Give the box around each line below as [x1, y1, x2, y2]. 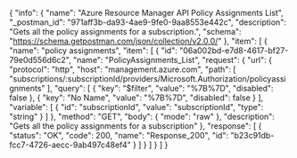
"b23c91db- [230, 130, 275, 140]
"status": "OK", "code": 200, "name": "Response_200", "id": [9, 130, 229, 140]
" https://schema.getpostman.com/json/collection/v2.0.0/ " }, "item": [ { [9, 36, 268, 46]
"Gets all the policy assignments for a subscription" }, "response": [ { [9, 121, 262, 131]
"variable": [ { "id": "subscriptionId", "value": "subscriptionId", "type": [9, 102, 264, 112]
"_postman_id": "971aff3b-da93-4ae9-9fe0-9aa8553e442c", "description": [9, 17, 287, 28]
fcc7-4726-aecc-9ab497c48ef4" [9, 139, 131, 150]
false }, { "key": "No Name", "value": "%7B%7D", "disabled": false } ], [9, 92, 264, 103]
